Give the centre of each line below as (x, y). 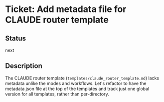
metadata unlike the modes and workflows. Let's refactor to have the (76, 83)
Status (16, 38)
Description (24, 66)
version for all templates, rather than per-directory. (57, 94)
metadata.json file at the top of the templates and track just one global (77, 88)
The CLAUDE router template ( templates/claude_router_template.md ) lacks (82, 78)
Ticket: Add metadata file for (66, 9)
